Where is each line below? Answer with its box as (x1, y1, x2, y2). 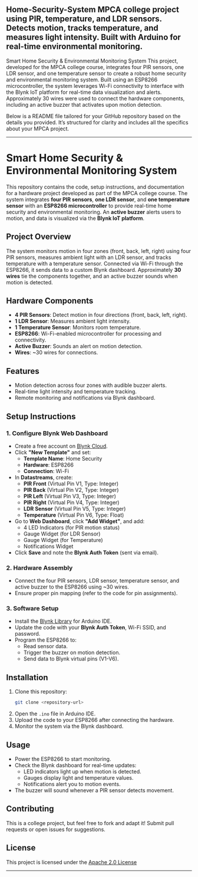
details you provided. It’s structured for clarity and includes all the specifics (6, 119, 189, 126)
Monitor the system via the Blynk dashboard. (14, 722, 124, 730)
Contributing (6, 804, 54, 814)
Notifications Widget (23, 543, 74, 550)
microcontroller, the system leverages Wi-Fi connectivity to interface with (6, 82, 184, 89)
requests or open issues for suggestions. (6, 826, 106, 833)
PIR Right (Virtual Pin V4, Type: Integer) (23, 498, 120, 506)
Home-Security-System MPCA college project (6, 5, 180, 15)
